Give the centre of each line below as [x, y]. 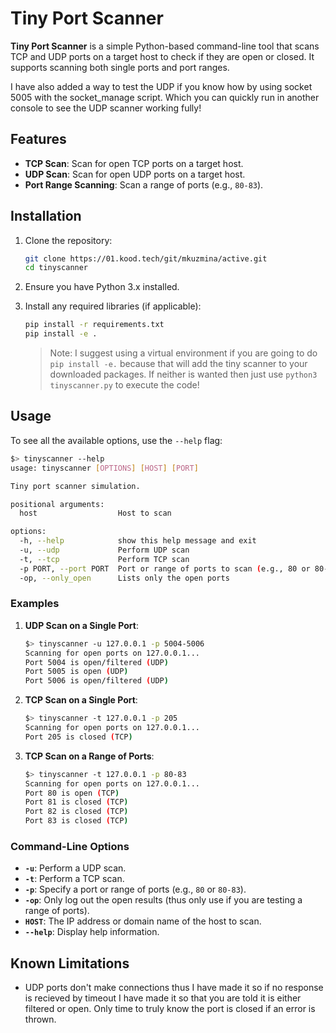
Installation [46, 216]
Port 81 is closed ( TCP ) [76, 802]
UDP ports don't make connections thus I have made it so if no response [174, 988]
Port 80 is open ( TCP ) [72, 793]
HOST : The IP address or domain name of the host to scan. [143, 921]
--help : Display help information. [92, 932]
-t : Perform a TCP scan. [74, 879]
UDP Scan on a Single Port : [81, 625]
